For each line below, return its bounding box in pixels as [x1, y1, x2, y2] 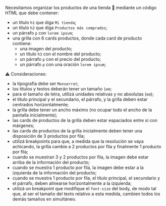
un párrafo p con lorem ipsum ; [12, 30, 73, 36]
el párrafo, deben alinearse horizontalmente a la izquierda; [12, 180, 132, 186]
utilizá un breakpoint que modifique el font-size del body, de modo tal [12, 186, 157, 191]
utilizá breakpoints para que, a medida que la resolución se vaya [12, 138, 144, 144]
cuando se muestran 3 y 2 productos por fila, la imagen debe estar [12, 154, 149, 160]
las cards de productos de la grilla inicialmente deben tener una [12, 128, 143, 133]
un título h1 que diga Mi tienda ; [12, 20, 77, 25]
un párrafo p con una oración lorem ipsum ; [19, 62, 106, 67]
